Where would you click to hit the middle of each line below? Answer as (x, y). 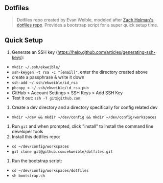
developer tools (27, 131)
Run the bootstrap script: (37, 161)
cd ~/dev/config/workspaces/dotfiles (50, 170)
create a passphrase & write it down (48, 77)
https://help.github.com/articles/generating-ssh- (106, 52)
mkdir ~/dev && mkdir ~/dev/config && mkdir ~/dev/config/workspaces (84, 117)
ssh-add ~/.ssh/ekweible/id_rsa (45, 82)
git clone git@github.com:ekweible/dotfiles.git (62, 152)
